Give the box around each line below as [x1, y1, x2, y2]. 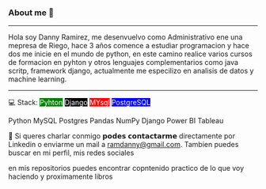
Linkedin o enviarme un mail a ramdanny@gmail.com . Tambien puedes [8, 140, 239, 149]
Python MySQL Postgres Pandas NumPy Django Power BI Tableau [8, 116, 224, 126]
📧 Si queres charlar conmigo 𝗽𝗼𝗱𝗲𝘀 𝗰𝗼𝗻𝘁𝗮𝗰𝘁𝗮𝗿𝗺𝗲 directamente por [8, 131, 236, 141]
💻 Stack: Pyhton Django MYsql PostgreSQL [8, 98, 151, 108]
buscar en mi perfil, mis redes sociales [8, 148, 135, 157]
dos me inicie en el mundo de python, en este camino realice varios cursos [8, 49, 253, 59]
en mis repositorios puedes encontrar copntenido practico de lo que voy [8, 164, 245, 173]
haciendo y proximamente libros [8, 172, 113, 181]
